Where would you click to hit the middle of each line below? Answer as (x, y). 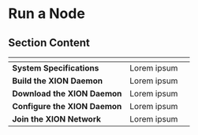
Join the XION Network (56, 119)
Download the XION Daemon (67, 93)
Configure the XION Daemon (67, 106)
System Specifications (56, 68)
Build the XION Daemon (58, 81)
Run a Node (47, 14)
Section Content (49, 43)
